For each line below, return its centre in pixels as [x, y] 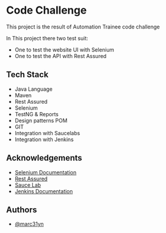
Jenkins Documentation [44, 191]
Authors [22, 210]
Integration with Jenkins [44, 139]
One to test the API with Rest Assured [60, 56]
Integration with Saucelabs [47, 133]
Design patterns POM [41, 120]
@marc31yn [29, 224]
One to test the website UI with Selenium [64, 50]
